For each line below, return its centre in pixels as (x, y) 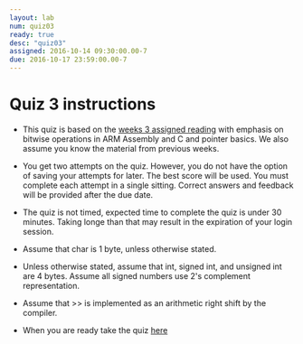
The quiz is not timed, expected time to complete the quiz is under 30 (152, 212)
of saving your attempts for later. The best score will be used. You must (156, 175)
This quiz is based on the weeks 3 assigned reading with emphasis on (153, 129)
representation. (51, 285)
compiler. (40, 312)
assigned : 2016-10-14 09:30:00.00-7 (78, 51)
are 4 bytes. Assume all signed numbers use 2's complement (137, 275)
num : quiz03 (32, 26)
